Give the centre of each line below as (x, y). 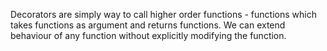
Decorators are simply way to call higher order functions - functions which (163, 14)
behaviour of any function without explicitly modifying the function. (148, 35)
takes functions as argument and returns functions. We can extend (148, 25)
